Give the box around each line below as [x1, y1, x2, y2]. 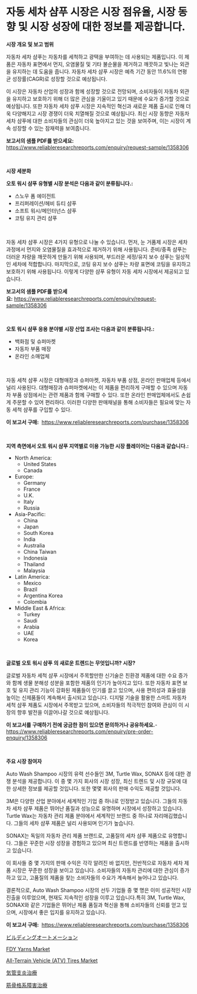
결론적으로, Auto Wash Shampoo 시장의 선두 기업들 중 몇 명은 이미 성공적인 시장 [6, 886, 192, 893]
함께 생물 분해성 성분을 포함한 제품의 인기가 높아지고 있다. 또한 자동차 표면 [12, 679, 182, 686]
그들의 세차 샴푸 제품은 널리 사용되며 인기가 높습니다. [14, 820, 135, 827]
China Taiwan [23, 548, 57, 555]
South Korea [23, 529, 54, 536]
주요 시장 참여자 [6, 758, 42, 765]
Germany [23, 479, 46, 486]
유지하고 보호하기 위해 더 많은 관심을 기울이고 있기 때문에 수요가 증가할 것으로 [12, 95, 190, 102]
